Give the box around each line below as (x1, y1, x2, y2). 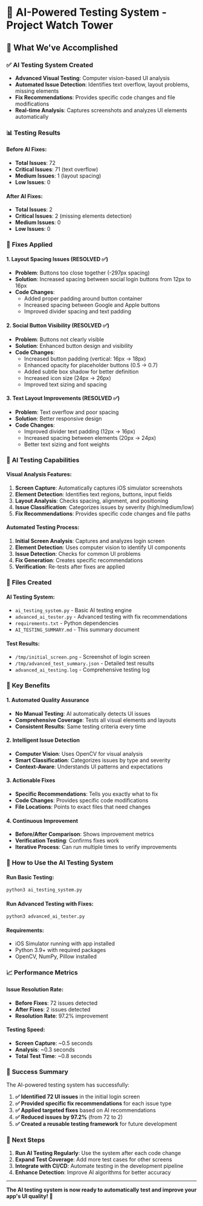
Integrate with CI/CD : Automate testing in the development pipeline (14, 1162, 184, 1170)
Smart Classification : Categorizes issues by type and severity (14, 756, 171, 764)
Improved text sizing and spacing (24, 381, 107, 388)
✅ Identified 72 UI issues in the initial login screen (14, 1093, 140, 1101)
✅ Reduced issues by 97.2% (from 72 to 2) (14, 1113, 123, 1121)
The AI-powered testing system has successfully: (6, 1081, 130, 1088)
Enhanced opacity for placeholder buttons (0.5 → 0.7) (24, 361, 158, 368)
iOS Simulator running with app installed (14, 940, 115, 947)
